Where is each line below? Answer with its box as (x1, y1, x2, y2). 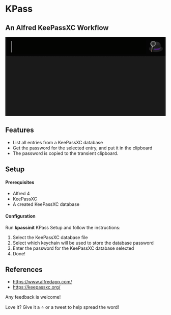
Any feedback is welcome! (5, 294, 61, 300)
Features (5, 126, 34, 135)
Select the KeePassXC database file (12, 234, 88, 240)
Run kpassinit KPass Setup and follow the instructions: (5, 224, 121, 230)
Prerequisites (5, 179, 35, 185)
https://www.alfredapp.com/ (12, 279, 72, 285)
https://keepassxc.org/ (12, 284, 61, 291)
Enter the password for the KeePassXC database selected (12, 245, 134, 251)
